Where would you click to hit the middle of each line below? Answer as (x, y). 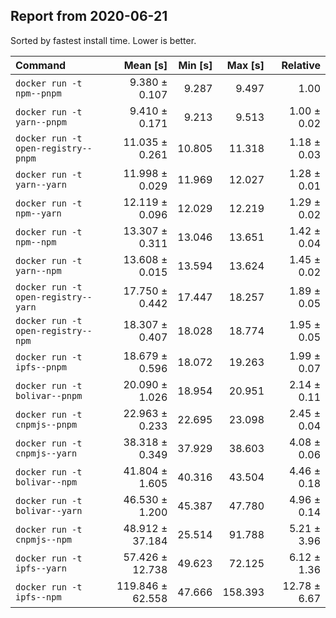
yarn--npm (38, 270)
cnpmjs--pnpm (46, 424)
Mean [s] (145, 65)
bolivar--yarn (49, 510)
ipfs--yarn (41, 568)
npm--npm (36, 242)
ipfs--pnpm (41, 367)
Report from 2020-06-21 (89, 16)
